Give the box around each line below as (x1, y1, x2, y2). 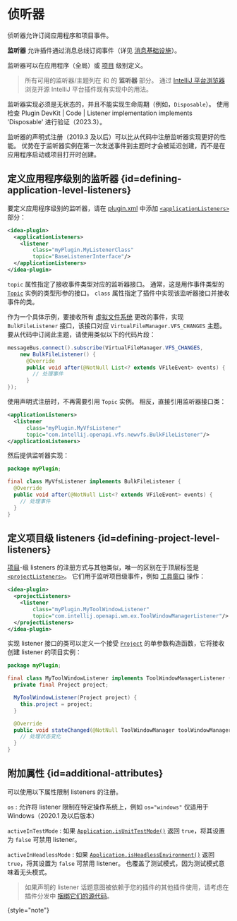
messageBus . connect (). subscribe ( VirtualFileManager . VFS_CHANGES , (7, 344, 203, 351)
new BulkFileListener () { (20, 351, 97, 358)
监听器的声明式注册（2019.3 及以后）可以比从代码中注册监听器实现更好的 (7, 132, 220, 141)
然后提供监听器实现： (7, 451, 69, 459)
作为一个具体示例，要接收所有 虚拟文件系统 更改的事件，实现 (7, 312, 184, 321)
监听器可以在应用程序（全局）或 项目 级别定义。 (7, 61, 147, 69)
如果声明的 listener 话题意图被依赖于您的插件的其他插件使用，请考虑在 (24, 883, 229, 891)
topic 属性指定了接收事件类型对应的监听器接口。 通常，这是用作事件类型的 (7, 279, 224, 288)
